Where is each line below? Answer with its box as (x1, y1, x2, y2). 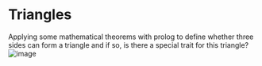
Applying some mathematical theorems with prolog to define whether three (8, 32, 254, 41)
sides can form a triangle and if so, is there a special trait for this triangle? (8, 40, 249, 49)
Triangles (8, 6, 72, 24)
